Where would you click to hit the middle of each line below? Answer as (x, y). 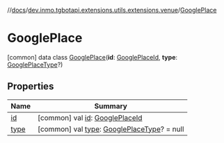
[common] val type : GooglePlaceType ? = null (111, 129)
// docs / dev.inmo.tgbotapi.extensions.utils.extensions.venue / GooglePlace (112, 10)
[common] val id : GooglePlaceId (90, 117)
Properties (31, 86)
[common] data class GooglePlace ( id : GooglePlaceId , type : (93, 57)
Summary (111, 106)
